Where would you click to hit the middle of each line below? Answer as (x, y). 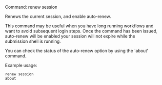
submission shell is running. (33, 41)
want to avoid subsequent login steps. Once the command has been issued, (81, 31)
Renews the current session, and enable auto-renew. (58, 16)
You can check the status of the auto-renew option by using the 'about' (77, 51)
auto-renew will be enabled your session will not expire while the (70, 36)
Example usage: (21, 65)
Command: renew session (31, 7)
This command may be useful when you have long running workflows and (79, 26)
